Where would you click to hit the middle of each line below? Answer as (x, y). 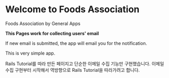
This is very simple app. (30, 53)
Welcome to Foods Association (73, 9)
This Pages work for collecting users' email (52, 33)
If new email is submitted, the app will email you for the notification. (76, 43)
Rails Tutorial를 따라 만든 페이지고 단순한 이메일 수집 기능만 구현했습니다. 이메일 (85, 63)
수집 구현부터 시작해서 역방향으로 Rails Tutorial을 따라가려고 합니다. (73, 70)
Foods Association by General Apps (43, 23)
